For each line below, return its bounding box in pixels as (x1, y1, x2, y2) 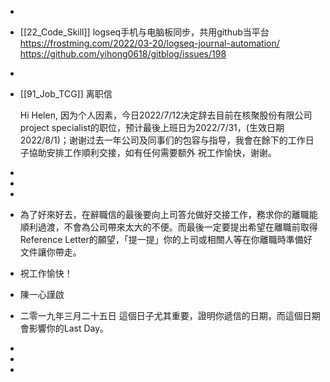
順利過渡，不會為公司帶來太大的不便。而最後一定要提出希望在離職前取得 (19, 221, 318, 233)
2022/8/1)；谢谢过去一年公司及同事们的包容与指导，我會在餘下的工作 (19, 134, 306, 146)
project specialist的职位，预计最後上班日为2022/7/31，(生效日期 (19, 122, 285, 133)
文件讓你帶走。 (19, 246, 82, 258)
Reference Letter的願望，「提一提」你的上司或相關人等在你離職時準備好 (19, 234, 313, 245)
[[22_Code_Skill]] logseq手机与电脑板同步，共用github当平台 (19, 26, 270, 38)
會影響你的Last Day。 (19, 322, 110, 334)
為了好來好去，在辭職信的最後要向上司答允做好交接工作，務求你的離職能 (19, 209, 318, 220)
